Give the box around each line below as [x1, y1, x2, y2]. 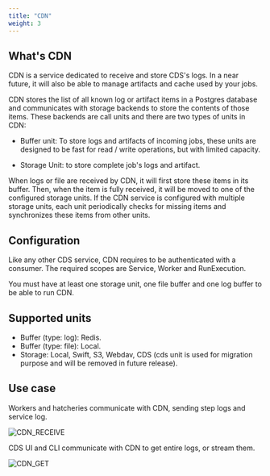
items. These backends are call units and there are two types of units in [8, 112, 246, 122]
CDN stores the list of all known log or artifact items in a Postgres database [8, 94, 258, 105]
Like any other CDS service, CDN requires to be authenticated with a [8, 255, 236, 265]
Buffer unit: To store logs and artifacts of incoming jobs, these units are [19, 136, 256, 146]
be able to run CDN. [8, 288, 75, 298]
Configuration [8, 233, 81, 247]
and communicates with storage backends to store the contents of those [8, 103, 250, 113]
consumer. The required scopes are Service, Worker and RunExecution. [8, 264, 247, 273]
